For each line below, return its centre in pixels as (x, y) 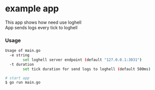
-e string (19, 55)
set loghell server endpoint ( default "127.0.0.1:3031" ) (82, 60)
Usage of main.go (23, 51)
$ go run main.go (23, 83)
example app (32, 9)
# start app (17, 78)
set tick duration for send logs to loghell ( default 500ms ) (87, 69)
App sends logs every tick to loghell (41, 27)
